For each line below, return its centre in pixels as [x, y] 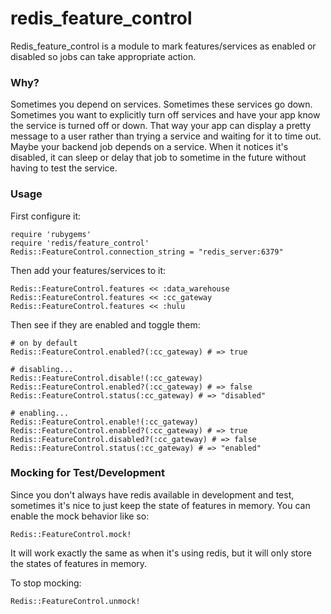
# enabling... [40, 413]
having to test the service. [64, 168]
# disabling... [42, 369]
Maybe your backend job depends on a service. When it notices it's [149, 147]
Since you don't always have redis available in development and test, [152, 494]
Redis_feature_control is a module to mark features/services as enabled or [163, 46]
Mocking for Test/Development [87, 473]
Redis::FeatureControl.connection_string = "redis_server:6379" [147, 252]
